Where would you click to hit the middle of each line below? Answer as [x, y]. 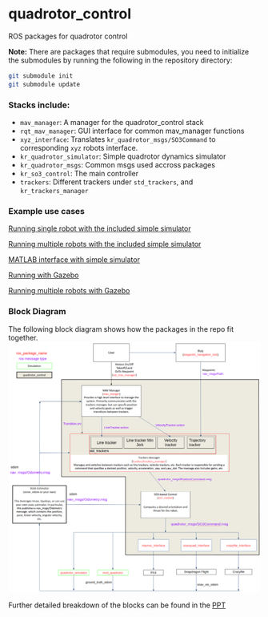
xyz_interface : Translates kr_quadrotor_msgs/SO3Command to [118, 139]
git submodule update [44, 84]
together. [23, 337]
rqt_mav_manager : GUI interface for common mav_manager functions [132, 131]
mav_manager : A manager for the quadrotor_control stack [112, 122]
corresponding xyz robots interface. [79, 147]
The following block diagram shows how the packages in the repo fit [121, 329]
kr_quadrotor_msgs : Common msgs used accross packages [118, 164]
